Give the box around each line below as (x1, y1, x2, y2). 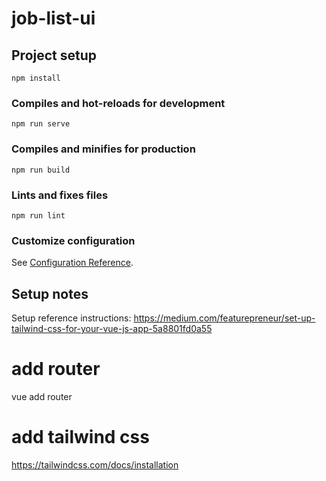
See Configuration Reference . (11, 257, 134, 269)
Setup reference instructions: (11, 312, 132, 324)
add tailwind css (11, 426, 150, 449)
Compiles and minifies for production (11, 142, 196, 156)
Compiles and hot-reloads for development (11, 96, 226, 110)
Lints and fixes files (11, 188, 109, 202)
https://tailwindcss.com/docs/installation (11, 458, 179, 471)
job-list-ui (11, 7, 96, 30)
